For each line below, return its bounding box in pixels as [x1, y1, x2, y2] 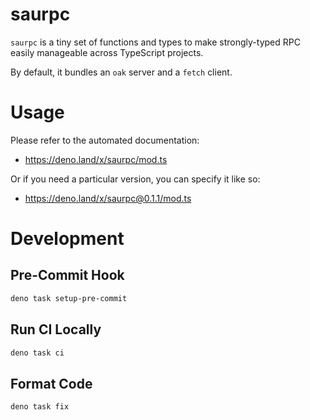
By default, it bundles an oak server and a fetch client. [10, 66, 233, 78]
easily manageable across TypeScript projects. [10, 46, 204, 58]
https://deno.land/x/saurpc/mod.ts [24, 153, 168, 165]
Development [10, 228, 125, 250]
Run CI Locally [10, 321, 102, 338]
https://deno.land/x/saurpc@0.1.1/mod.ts [24, 192, 192, 204]
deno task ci [10, 348, 65, 358]
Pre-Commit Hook [10, 267, 125, 284]
